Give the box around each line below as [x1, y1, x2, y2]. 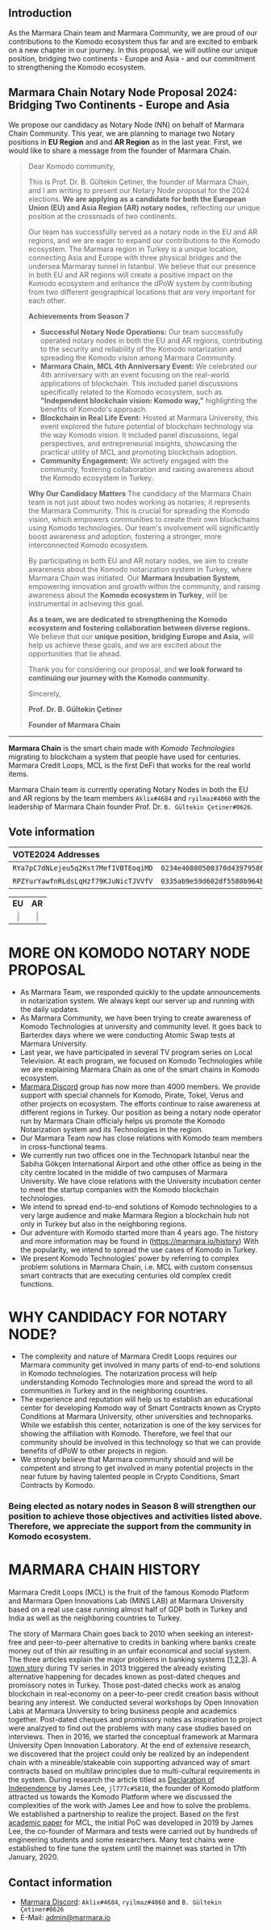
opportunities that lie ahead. [27, 648, 123, 658]
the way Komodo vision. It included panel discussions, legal [40, 430, 239, 440]
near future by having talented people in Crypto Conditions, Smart [19, 1472, 240, 1481]
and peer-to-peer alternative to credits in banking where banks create [23, 1637, 256, 1647]
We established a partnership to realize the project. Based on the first [8, 1810, 240, 1819]
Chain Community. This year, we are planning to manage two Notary [8, 129, 236, 138]
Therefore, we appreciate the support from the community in [8, 1521, 252, 1532]
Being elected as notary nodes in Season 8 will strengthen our [8, 1501, 256, 1512]
